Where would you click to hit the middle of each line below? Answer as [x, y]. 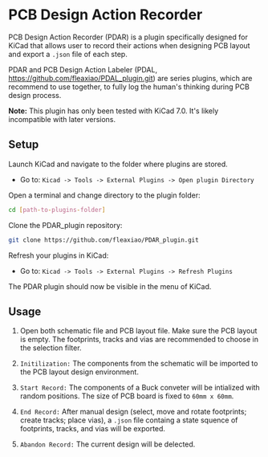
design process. [35, 95]
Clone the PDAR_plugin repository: [65, 225]
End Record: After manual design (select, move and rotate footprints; [133, 412]
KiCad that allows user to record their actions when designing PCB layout [129, 45]
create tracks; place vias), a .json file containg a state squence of [129, 420]
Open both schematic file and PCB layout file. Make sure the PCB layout [138, 331]
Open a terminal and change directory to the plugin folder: [104, 195]
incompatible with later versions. [62, 119]
